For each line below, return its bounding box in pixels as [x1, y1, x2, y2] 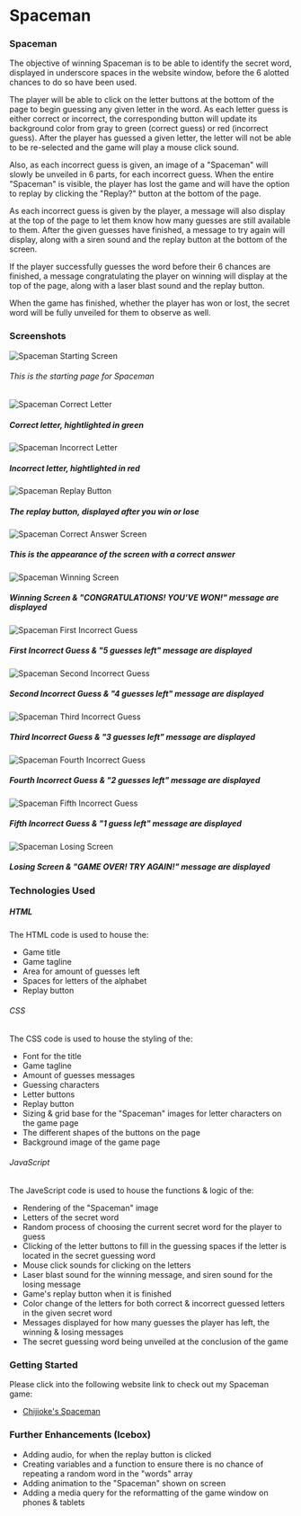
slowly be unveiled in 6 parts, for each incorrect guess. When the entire [9, 169, 274, 180]
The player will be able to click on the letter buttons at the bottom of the [9, 94, 275, 105]
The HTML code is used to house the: [9, 929, 149, 940]
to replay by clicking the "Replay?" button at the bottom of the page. [9, 188, 261, 199]
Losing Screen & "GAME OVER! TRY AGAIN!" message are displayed [9, 861, 271, 872]
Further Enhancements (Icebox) [9, 1429, 151, 1441]
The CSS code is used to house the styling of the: [9, 1033, 193, 1044]
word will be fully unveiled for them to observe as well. [9, 308, 211, 318]
